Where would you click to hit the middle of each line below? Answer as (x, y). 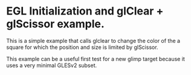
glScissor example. (55, 24)
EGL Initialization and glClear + (85, 11)
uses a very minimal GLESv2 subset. (52, 65)
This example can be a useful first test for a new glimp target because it (96, 59)
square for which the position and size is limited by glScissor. (82, 47)
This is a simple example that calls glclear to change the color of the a (93, 41)
